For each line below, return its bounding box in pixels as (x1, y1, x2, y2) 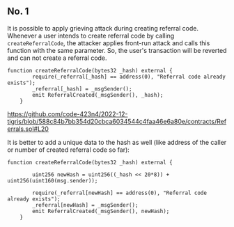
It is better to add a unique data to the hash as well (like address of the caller (7, 138, 227, 146)
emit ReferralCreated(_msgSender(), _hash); (32, 91, 164, 98)
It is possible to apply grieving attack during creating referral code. (7, 24, 198, 32)
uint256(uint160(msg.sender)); (7, 177, 98, 184)
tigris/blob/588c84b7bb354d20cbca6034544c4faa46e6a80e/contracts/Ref (7, 117, 227, 125)
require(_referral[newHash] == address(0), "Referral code (32, 189, 208, 196)
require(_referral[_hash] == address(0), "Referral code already (32, 73, 226, 80)
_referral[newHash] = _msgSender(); (32, 201, 139, 208)
